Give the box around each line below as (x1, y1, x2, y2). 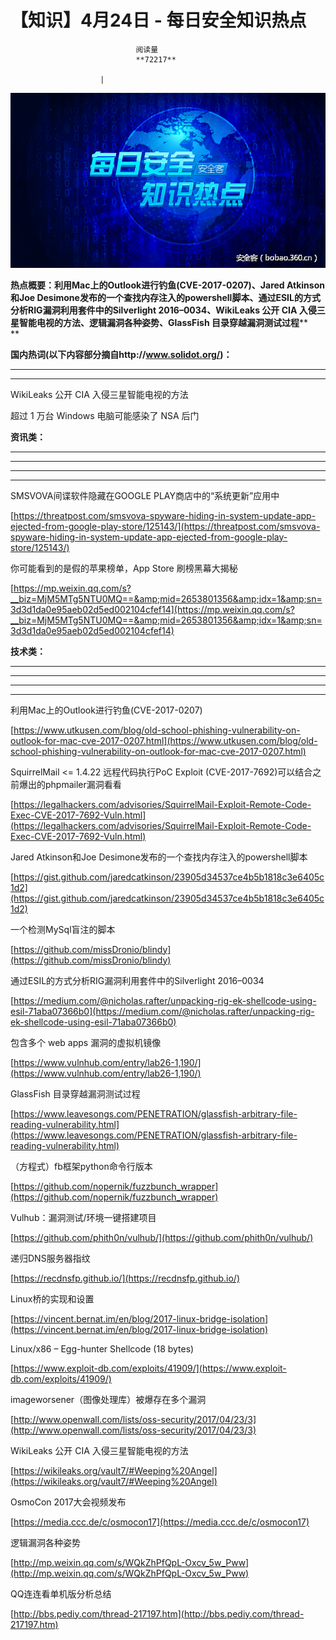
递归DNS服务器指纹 (10, 1252, 91, 1264)
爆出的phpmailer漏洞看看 (18, 778, 122, 790)
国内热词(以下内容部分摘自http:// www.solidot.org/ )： (10, 348, 233, 360)
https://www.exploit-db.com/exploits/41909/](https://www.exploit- (13, 1362, 287, 1374)
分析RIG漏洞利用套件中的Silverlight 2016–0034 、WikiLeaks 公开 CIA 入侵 (10, 304, 317, 316)
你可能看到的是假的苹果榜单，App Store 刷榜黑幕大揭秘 (10, 562, 238, 574)
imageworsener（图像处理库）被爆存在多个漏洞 (10, 1393, 207, 1405)
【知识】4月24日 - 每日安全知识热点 (10, 9, 307, 32)
